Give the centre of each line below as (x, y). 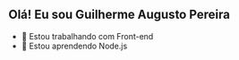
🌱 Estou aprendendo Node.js (74, 46)
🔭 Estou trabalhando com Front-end (87, 36)
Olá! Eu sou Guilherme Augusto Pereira (119, 15)
